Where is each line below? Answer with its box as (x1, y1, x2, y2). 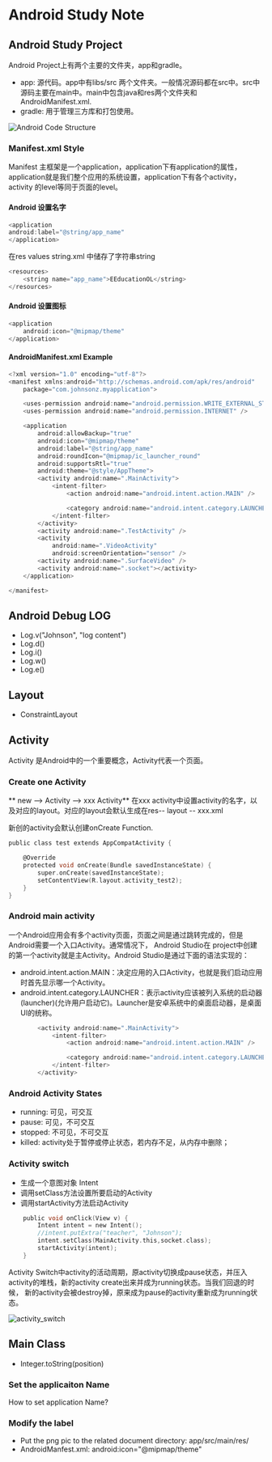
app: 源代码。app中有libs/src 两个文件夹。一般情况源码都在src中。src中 (19, 78, 261, 87)
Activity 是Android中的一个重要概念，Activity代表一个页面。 (8, 755, 208, 765)
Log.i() (19, 647, 43, 657)
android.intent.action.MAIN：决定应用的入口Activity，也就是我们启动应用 (19, 967, 263, 977)
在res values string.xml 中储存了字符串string (8, 252, 155, 261)
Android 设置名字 (8, 202, 66, 212)
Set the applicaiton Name (8, 1379, 110, 1390)
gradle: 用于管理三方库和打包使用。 (19, 107, 138, 116)
